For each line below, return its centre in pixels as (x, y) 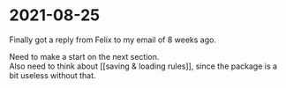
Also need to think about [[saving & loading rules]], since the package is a (143, 66)
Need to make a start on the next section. (84, 56)
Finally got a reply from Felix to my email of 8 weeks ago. (113, 40)
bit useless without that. (53, 75)
